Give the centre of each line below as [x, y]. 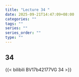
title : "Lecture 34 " [28, 10]
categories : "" [21, 19]
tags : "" [14, 24]
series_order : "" [23, 33]
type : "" [14, 38]
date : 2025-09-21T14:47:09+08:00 [40, 14]
